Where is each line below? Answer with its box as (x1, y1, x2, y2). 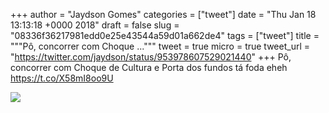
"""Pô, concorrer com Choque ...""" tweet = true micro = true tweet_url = (10, 40, 310, 52)
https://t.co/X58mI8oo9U (10, 72, 114, 84)
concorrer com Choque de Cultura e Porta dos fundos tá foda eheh (10, 62, 288, 73)
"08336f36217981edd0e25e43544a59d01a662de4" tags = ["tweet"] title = (10, 30, 320, 41)
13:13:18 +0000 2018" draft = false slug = (10, 19, 180, 31)
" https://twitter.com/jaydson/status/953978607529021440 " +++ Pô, (10, 51, 292, 63)
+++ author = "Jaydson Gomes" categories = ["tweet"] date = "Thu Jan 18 (10, 9, 317, 20)
